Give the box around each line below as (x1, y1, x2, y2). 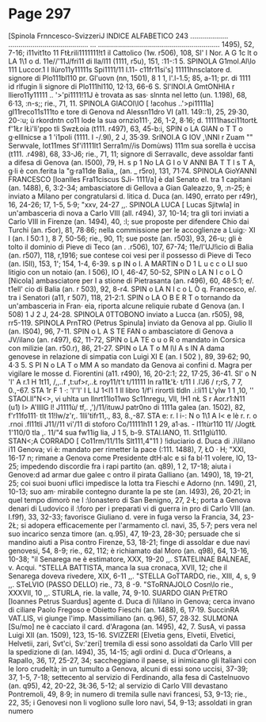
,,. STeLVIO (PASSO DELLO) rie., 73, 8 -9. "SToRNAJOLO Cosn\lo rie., (8, 579, 234, 589)
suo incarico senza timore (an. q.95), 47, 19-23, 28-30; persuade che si (8, 529, 241, 539)
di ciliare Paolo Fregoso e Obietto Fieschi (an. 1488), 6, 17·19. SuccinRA (8, 604, 240, 614)
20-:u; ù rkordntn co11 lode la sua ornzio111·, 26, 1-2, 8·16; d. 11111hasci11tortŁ (8, 115, 258, 125)
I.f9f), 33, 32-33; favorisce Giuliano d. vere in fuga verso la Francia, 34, (8, 512, 241, 521)
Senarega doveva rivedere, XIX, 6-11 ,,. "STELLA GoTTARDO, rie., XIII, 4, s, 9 (8, 571, 256, 581)
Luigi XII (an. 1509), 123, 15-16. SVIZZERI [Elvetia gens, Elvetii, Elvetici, (8, 630, 236, 639)
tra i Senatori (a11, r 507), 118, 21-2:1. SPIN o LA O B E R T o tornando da (8, 292, 241, 302)
